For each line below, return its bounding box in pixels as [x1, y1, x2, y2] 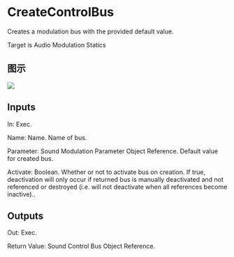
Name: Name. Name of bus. [7, 133, 87, 141]
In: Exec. [7, 120, 32, 128]
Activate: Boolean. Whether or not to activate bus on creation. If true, [7, 168, 206, 176]
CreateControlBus [7, 4, 114, 20]
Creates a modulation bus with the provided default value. [7, 27, 174, 36]
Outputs [7, 210, 44, 221]
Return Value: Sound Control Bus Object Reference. [7, 242, 156, 251]
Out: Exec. [7, 228, 37, 237]
